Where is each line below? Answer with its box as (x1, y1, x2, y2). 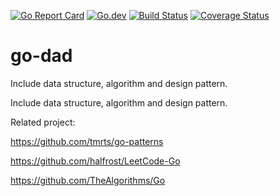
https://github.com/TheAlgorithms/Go (10, 174, 166, 186)
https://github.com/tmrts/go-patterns (10, 135, 164, 147)
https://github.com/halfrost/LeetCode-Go (10, 155, 181, 167)
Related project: (10, 116, 76, 128)
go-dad (10, 45, 73, 67)
